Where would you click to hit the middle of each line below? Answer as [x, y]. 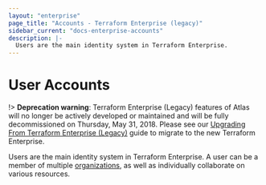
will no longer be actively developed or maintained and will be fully [119, 116]
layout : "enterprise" [45, 16]
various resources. [39, 174]
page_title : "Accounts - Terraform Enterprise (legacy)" [106, 23]
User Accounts [59, 85]
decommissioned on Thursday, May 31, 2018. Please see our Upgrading [127, 124]
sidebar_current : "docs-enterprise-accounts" [86, 30]
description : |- [35, 38]
